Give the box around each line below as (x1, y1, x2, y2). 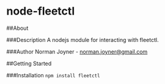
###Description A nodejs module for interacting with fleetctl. (6, 36, 159, 43)
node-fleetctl (6, 4, 75, 18)
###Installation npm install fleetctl (6, 71, 100, 79)
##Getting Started (6, 60, 52, 67)
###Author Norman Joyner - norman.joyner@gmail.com (6, 47, 148, 55)
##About (6, 24, 29, 32)
